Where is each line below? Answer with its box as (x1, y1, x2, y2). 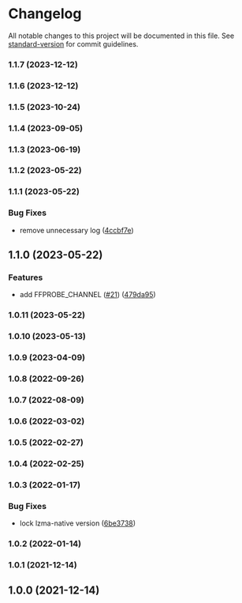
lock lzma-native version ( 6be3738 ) (19, 518, 136, 528)
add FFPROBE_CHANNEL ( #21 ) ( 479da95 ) (19, 290, 156, 300)
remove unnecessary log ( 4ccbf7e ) (19, 225, 134, 235)
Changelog (8, 5, 82, 23)
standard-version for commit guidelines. (8, 39, 139, 48)
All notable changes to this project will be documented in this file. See (8, 31, 235, 40)
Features (8, 272, 43, 283)
